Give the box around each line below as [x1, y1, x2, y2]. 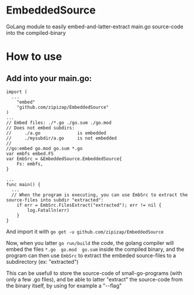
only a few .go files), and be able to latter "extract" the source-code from [6, 276, 183, 283]
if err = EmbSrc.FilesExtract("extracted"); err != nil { [16, 202, 162, 208]
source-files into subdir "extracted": [6, 197, 104, 203]
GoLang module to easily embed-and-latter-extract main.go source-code [6, 23, 183, 30]
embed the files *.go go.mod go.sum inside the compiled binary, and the [6, 246, 185, 253]
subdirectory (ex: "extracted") [6, 258, 79, 265]
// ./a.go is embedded [6, 130, 107, 136]
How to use [6, 50, 62, 64]
